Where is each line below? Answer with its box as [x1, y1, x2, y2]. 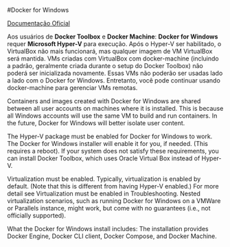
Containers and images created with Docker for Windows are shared [7, 97, 201, 105]
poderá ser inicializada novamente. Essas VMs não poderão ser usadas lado [7, 69, 223, 77]
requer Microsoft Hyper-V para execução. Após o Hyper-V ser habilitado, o [7, 40, 222, 47]
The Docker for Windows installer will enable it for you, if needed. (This [7, 140, 208, 147]
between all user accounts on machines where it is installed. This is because [7, 105, 224, 112]
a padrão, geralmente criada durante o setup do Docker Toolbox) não [7, 62, 204, 69]
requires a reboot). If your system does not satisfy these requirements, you [7, 147, 219, 155]
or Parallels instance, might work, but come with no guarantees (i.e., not [7, 204, 211, 212]
